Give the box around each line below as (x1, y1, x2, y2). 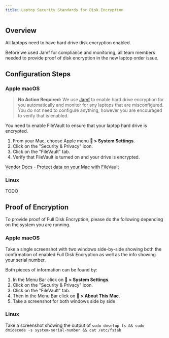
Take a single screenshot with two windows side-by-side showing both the (5, 246, 162, 252)
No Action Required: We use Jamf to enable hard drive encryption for (17, 97, 164, 103)
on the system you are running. (5, 222, 71, 228)
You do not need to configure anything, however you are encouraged (17, 107, 162, 113)
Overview (5, 26, 37, 35)
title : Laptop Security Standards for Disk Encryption (5, 7, 124, 13)
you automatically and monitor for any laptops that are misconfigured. (17, 102, 164, 108)
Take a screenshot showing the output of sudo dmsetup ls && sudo (5, 322, 145, 328)
